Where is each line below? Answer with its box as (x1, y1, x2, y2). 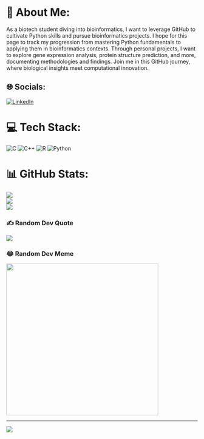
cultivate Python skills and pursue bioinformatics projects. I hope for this (6, 32, 188, 39)
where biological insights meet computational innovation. (6, 64, 149, 72)
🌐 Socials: (6, 82, 46, 92)
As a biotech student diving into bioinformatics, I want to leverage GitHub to (6, 26, 196, 33)
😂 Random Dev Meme (6, 249, 74, 257)
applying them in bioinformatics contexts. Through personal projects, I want (6, 45, 196, 52)
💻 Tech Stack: (6, 120, 81, 134)
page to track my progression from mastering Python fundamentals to (6, 38, 181, 46)
